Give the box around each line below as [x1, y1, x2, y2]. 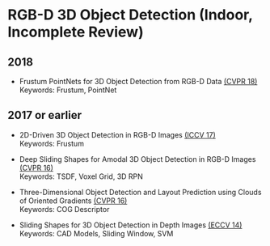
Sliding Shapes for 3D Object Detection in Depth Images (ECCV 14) [19, 220, 243, 230]
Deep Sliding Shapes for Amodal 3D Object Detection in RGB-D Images [19, 154, 256, 163]
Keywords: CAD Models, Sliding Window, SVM [19, 228, 174, 238]
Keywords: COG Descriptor [19, 204, 110, 214]
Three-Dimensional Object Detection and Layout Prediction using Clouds [19, 187, 262, 197]
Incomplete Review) [7, 23, 144, 41]
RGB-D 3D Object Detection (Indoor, [7, 6, 253, 24]
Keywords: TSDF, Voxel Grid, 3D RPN [19, 172, 143, 181]
